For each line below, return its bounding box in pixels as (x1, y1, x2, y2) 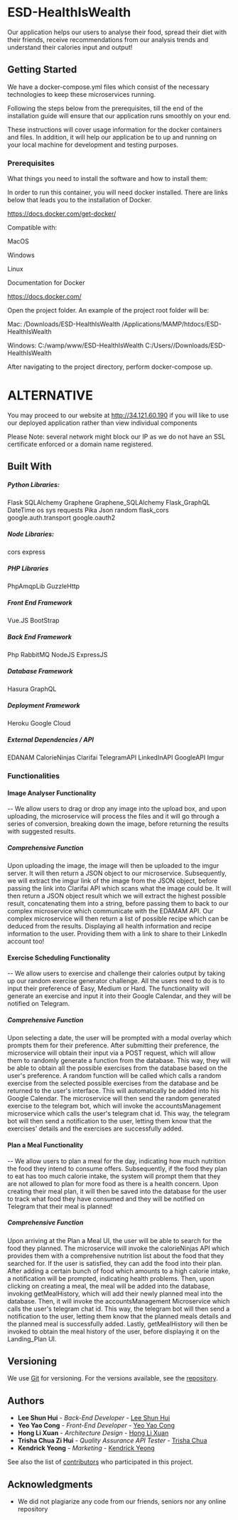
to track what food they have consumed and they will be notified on (7, 1194, 205, 1203)
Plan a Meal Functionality (7, 1141, 84, 1149)
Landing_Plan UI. (7, 1334, 57, 1343)
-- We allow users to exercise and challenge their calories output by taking (7, 969, 226, 977)
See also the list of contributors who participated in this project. (7, 1457, 194, 1467)
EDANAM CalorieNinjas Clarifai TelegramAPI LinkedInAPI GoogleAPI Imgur (7, 753, 225, 762)
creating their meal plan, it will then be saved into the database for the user (7, 1187, 227, 1195)
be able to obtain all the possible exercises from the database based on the (7, 1064, 227, 1072)
